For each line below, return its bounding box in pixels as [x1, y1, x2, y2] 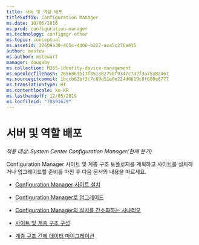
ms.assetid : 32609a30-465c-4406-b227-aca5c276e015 [6, 43, 137, 49]
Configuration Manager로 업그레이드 [15, 194, 104, 201]
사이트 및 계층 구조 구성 [15, 219, 71, 226]
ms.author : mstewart [6, 54, 59, 60]
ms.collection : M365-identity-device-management [6, 65, 131, 71]
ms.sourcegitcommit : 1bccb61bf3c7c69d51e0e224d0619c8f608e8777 [6, 76, 169, 82]
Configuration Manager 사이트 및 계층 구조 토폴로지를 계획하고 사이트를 [6, 161, 177, 168]
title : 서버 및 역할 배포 [6, 8, 63, 15]
